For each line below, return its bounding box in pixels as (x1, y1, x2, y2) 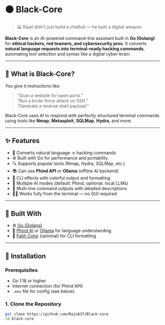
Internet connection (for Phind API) (12, 283, 83, 289)
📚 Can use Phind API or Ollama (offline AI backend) (12, 168, 119, 174)
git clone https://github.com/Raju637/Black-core (5, 312, 109, 317)
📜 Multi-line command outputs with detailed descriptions (12, 185, 127, 191)
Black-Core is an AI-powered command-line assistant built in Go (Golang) (5, 35, 155, 41)
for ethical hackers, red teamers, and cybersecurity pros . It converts (5, 40, 147, 46)
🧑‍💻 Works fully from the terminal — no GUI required (12, 191, 117, 196)
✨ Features (5, 136, 40, 145)
